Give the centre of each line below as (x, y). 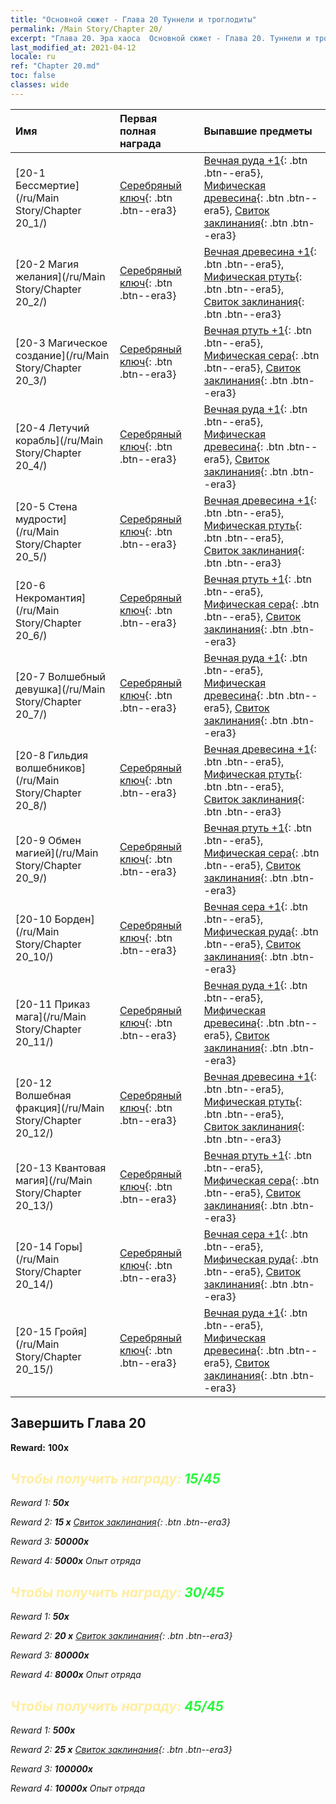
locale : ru (33, 57)
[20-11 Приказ (53, 1004)
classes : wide (40, 85)
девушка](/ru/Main (60, 689)
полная (138, 131)
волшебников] (50, 768)
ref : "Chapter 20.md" (55, 66)
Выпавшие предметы (258, 131)
